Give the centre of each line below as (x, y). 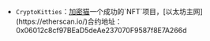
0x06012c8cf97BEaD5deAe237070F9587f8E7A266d (101, 30)
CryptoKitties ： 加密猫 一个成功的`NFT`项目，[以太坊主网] (109, 11)
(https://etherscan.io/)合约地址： (69, 21)
